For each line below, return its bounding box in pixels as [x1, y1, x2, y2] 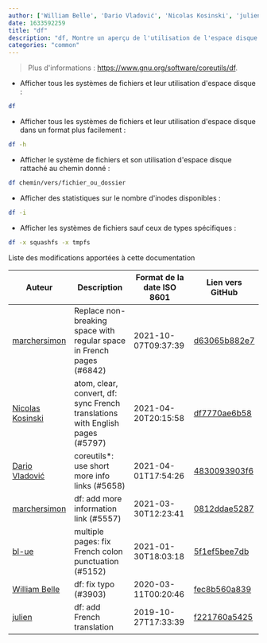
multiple [74, 526, 105, 537]
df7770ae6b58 [193, 407, 252, 419]
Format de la [135, 271, 184, 283]
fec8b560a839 [193, 583, 252, 594]
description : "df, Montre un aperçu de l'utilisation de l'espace [8, 33, 233, 42]
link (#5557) [74, 512, 122, 524]
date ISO [142, 282, 177, 293]
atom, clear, [74, 377, 118, 388]
